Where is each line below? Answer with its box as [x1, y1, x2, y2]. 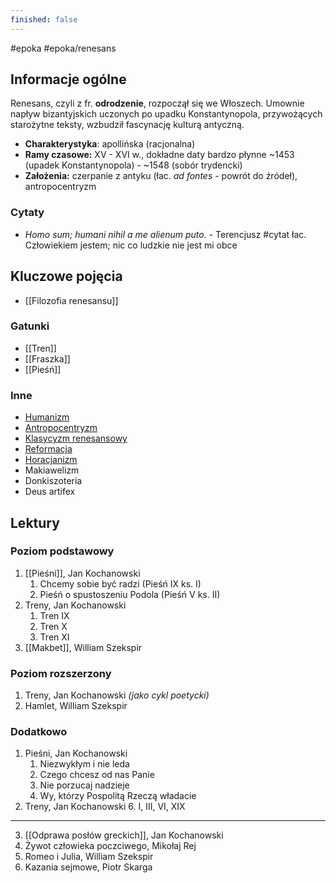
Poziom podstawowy [10, 544, 115, 558]
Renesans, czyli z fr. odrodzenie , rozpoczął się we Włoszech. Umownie [10, 97, 305, 110]
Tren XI [39, 631, 70, 643]
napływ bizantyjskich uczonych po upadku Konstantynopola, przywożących [10, 108, 323, 120]
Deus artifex [24, 486, 76, 498]
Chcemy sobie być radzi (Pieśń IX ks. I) [39, 577, 202, 590]
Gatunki [10, 319, 50, 333]
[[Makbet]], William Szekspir [24, 641, 143, 653]
